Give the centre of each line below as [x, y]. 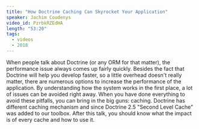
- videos [23, 40]
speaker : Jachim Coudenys [38, 17]
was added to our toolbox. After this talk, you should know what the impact [99, 113]
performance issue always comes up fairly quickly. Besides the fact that [95, 68]
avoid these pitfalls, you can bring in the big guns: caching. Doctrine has [96, 100]
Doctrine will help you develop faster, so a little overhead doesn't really [94, 75]
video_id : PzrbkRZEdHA [35, 23]
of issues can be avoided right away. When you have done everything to [96, 94]
